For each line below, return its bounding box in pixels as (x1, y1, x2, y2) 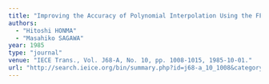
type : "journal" (8, 49, 62, 57)
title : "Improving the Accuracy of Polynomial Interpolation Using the (8, 11, 252, 20)
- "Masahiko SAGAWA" (15, 34, 84, 42)
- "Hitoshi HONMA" (15, 26, 78, 34)
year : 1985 (8, 42, 45, 50)
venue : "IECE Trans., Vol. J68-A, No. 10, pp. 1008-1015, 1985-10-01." (8, 57, 252, 65)
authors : (8, 19, 38, 27)
